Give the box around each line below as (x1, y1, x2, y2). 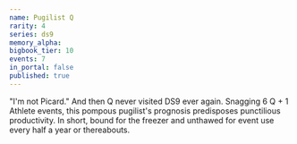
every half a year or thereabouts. (9, 124, 131, 135)
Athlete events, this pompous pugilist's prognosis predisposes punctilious (9, 105, 281, 116)
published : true (9, 72, 70, 80)
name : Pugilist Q (9, 13, 74, 22)
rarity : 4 (9, 21, 47, 30)
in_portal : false (9, 64, 74, 72)
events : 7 (9, 55, 47, 64)
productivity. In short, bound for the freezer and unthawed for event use (9, 114, 275, 125)
